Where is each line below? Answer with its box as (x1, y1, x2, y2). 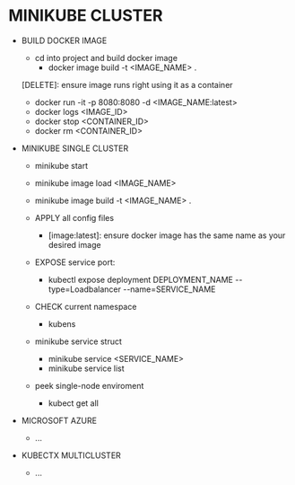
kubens (48, 318, 76, 329)
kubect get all (48, 397, 100, 409)
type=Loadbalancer (48, 284, 122, 295)
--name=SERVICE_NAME (123, 284, 216, 295)
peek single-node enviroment (34, 380, 144, 391)
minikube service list (48, 363, 125, 374)
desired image (48, 239, 101, 250)
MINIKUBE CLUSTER (8, 5, 163, 26)
